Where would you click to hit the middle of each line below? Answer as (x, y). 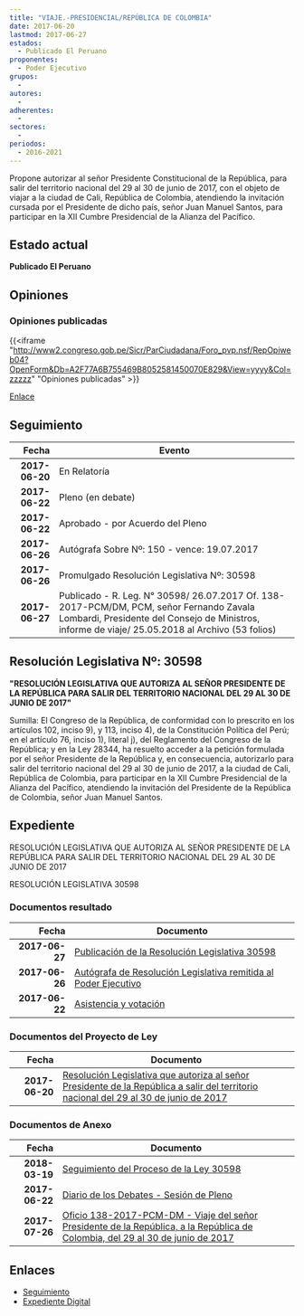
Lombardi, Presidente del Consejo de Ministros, (159, 618)
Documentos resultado (61, 907)
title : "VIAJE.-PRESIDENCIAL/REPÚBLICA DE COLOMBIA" (111, 18)
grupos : (24, 77)
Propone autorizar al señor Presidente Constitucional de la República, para (148, 178)
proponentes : (34, 60)
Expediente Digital (56, 1302)
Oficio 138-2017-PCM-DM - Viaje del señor (160, 1216)
